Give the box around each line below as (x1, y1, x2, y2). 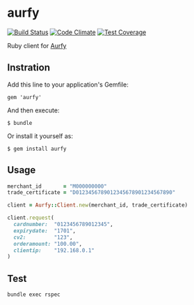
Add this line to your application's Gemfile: (7, 80, 129, 89)
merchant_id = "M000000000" (7, 183, 108, 190)
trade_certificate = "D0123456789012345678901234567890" (7, 189, 176, 196)
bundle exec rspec (7, 291, 60, 298)
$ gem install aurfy (7, 145, 67, 152)
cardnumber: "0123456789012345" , (13, 221, 113, 228)
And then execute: (7, 106, 60, 114)
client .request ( (7, 214, 54, 221)
